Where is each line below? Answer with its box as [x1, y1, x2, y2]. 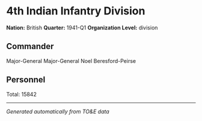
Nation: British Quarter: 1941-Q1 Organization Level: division [6, 24, 158, 31]
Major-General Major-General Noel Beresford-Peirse [6, 57, 136, 64]
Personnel [6, 75, 46, 85]
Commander [6, 41, 54, 52]
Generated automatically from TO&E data [6, 108, 109, 115]
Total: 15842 [6, 90, 37, 98]
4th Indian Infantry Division [6, 4, 145, 18]
